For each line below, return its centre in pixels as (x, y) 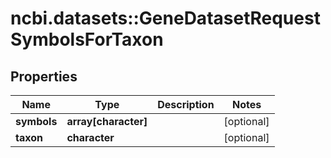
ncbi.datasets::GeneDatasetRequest (165, 18)
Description (186, 104)
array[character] (107, 121)
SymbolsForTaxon (87, 39)
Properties (44, 76)
